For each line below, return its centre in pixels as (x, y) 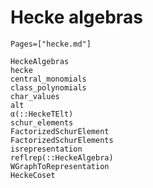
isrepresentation (46, 149)
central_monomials (48, 79)
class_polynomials (48, 87)
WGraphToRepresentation (60, 166)
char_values (35, 96)
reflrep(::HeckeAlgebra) (62, 157)
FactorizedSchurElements (62, 140)
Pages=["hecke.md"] (51, 44)
